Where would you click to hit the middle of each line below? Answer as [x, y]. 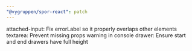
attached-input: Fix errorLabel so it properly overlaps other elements [91, 29]
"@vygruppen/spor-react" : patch [47, 12]
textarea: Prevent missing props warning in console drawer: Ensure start [96, 35]
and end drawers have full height [47, 41]
